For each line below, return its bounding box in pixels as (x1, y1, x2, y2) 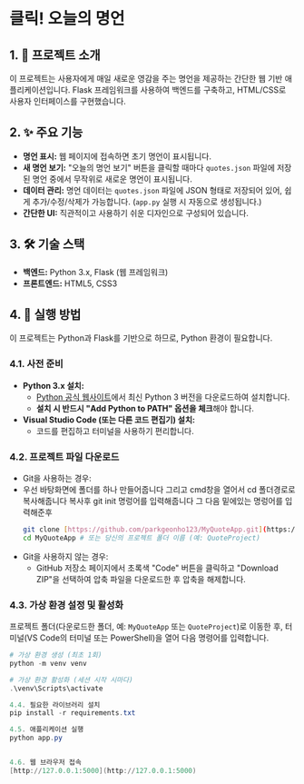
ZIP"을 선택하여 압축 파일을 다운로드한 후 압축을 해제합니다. (35, 573, 247, 584)
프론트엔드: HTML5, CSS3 (22, 278, 118, 289)
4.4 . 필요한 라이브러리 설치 (9, 700, 101, 710)
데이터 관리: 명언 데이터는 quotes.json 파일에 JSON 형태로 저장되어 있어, (22, 184, 283, 195)
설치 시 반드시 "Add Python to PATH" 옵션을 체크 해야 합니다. (35, 402, 254, 413)
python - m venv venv (9, 659, 88, 668)
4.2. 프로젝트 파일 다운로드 (9, 451, 120, 463)
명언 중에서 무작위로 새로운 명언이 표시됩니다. (32, 174, 192, 184)
